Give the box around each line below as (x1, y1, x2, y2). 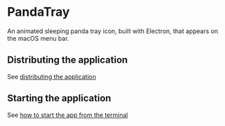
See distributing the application (7, 72, 96, 81)
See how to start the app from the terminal (7, 111, 128, 119)
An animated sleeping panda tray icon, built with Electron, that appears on (7, 27, 218, 35)
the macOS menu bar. (7, 34, 69, 42)
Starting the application (7, 92, 111, 104)
